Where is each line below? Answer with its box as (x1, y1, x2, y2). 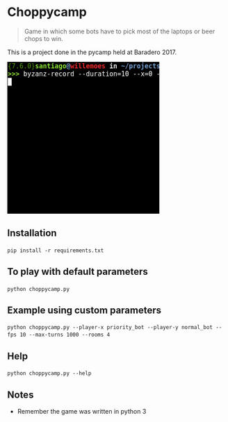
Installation (7, 227, 57, 239)
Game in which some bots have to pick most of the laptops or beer (24, 27, 215, 35)
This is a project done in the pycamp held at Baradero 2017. (7, 48, 177, 56)
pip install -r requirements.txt (7, 247, 104, 254)
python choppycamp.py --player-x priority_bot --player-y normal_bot (7, 324, 213, 331)
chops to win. (24, 34, 64, 42)
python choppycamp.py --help (7, 370, 92, 377)
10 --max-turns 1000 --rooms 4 (19, 331, 111, 339)
